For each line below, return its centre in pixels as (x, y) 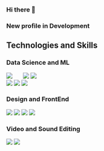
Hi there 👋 (21, 10)
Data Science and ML (38, 63)
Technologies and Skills (52, 46)
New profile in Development (48, 25)
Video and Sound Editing (43, 129)
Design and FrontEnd (38, 99)
